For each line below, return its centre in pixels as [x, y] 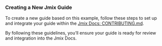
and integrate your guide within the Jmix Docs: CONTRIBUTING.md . [75, 23]
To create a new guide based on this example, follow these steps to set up [81, 18]
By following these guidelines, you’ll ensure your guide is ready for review [81, 33]
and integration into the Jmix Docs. [41, 38]
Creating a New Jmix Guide [39, 7]
